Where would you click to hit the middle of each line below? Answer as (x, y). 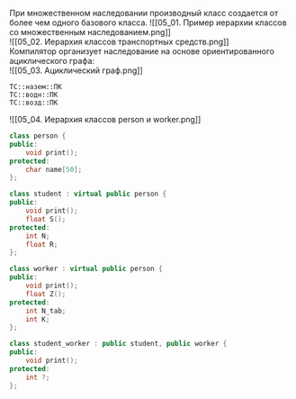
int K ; (38, 319)
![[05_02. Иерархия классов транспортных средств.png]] (119, 41)
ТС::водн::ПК (34, 95)
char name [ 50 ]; (54, 169)
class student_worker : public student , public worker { (118, 344)
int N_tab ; (46, 311)
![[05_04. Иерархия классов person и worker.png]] (105, 119)
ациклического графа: (52, 61)
